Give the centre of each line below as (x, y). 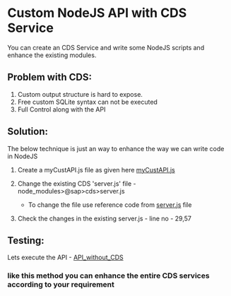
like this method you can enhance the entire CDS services (108, 276)
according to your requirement (61, 285)
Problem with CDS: (49, 77)
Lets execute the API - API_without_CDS (65, 257)
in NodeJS (23, 156)
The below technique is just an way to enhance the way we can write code (116, 148)
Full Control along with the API (61, 109)
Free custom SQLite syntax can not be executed (87, 102)
